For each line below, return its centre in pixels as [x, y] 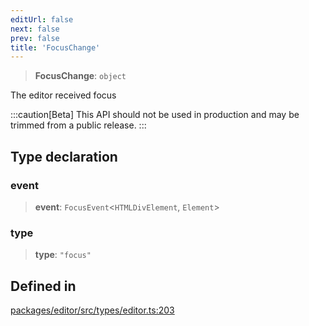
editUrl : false [42, 19]
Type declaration [64, 156]
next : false [35, 29]
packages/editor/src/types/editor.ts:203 [92, 310]
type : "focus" [63, 255]
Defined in [43, 286]
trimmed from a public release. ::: [78, 125]
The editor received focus [63, 95]
